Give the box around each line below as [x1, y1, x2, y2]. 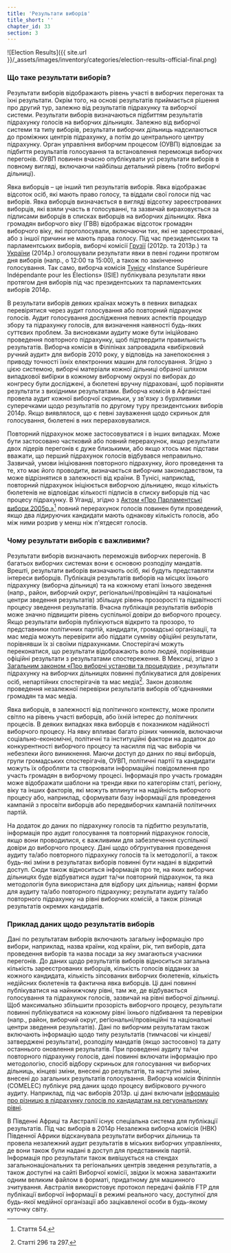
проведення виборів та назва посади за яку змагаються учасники [7, 950, 202, 958]
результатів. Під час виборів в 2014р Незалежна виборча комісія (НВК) [7, 1125, 217, 1133]
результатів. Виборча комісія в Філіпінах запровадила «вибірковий [7, 342, 204, 351]
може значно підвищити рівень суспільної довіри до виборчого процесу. [7, 610, 221, 619]
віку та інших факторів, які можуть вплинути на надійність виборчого [7, 786, 211, 795]
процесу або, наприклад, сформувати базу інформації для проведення [7, 793, 216, 802]
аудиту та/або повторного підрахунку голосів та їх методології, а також [7, 851, 218, 859]
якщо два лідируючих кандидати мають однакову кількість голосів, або [7, 512, 219, 520]
